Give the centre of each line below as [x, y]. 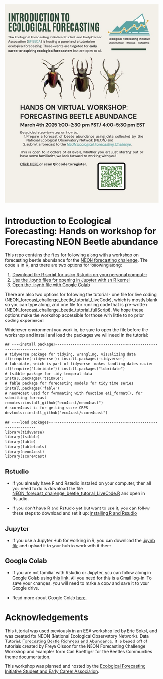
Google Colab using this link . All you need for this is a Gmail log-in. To [82, 578]
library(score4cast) [26, 457]
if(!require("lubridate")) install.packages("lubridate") [65, 369]
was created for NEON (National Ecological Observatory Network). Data [77, 636]
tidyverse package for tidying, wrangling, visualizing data [73, 354]
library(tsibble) [23, 437]
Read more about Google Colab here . [49, 597]
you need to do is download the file [47, 489]
